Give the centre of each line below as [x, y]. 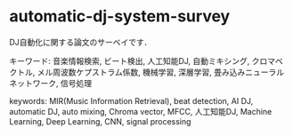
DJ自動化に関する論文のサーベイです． [81, 42]
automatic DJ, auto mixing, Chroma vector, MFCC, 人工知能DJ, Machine [141, 111]
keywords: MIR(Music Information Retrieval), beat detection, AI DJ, [131, 100]
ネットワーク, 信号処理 [50, 83]
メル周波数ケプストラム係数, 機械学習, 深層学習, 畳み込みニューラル [161, 72]
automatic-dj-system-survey [120, 16]
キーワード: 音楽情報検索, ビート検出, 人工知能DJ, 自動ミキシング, [130, 60]
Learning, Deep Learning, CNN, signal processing [100, 121]
